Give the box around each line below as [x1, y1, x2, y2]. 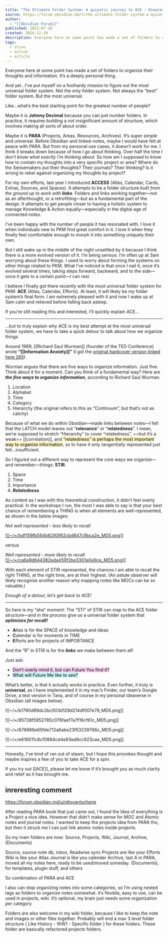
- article [9, 53, 30, 59]
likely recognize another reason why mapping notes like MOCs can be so [5, 577, 156, 583]
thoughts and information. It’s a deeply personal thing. [5, 73, 116, 79]
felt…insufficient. [5, 447, 40, 453]
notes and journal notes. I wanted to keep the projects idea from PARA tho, [5, 819, 159, 825]
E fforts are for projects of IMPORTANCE [12, 638, 95, 644]
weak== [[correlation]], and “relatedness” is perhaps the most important [5, 436, 154, 442]
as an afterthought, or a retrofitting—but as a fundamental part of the [5, 195, 147, 201]
